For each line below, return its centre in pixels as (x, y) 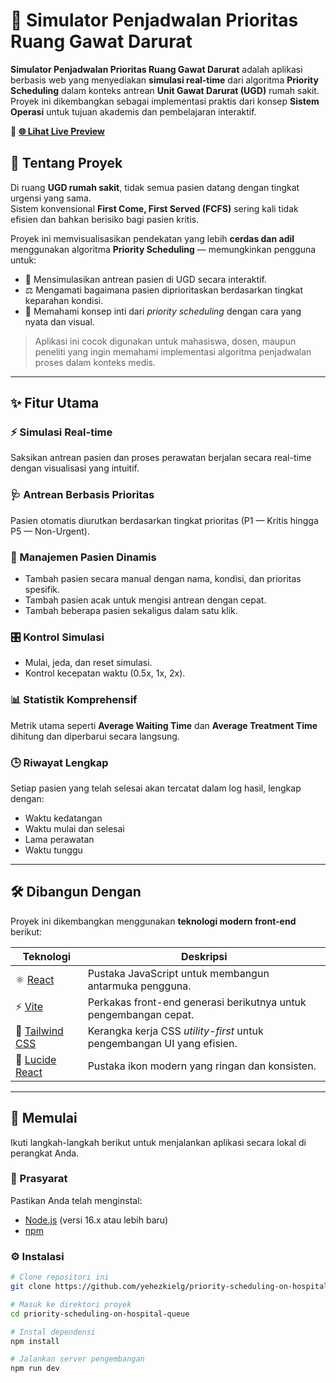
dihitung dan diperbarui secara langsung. (95, 736)
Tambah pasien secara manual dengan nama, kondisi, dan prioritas (163, 579)
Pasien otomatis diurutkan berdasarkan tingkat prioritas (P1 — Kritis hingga (164, 520)
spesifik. (42, 590)
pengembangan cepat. (141, 1014)
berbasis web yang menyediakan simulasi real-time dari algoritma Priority (164, 80)
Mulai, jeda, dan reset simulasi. (88, 663)
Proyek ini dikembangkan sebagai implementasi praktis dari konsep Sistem (165, 101)
